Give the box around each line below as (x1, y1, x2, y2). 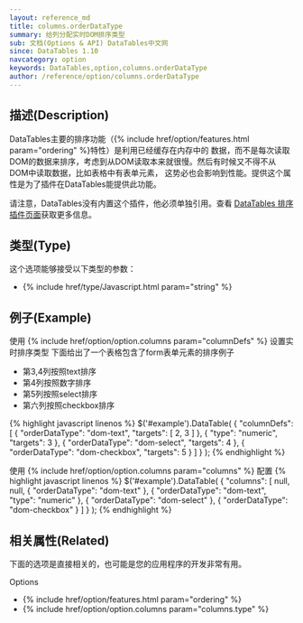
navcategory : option (9, 55, 87, 64)
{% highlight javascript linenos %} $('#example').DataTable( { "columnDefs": (9, 418, 294, 429)
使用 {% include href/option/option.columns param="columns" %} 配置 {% (9, 466, 287, 477)
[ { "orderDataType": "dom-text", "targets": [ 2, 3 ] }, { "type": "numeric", (9, 428, 278, 439)
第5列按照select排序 (22, 389, 97, 400)
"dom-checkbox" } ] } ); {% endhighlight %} (9, 505, 173, 516)
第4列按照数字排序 (22, 377, 92, 388)
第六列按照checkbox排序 (22, 400, 115, 411)
